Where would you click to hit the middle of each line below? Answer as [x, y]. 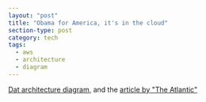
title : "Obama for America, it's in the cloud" [88, 23]
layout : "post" [33, 15]
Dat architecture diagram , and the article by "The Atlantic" [103, 89]
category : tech [33, 38]
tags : [17, 45]
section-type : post [40, 30]
